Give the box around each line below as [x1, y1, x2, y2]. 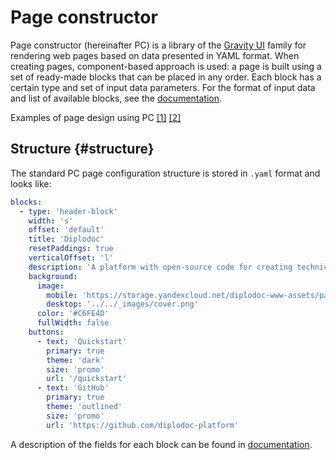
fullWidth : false [36, 318, 110, 328]
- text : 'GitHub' [36, 383, 110, 393]
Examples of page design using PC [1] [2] [10, 111, 182, 123]
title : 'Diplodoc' [28, 234, 105, 245]
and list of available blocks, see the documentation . [10, 92, 223, 104]
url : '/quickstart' [46, 374, 128, 384]
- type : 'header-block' [19, 206, 118, 216]
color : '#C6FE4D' [36, 309, 110, 319]
